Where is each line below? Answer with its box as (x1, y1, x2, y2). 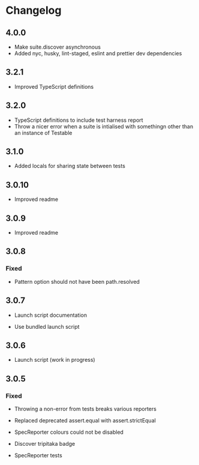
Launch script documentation (14, 311, 88, 319)
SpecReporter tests (14, 452, 62, 459)
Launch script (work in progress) (14, 356, 95, 364)
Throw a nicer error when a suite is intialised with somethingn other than (14, 122, 194, 130)
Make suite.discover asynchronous (14, 43, 101, 50)
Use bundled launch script (14, 323, 80, 330)
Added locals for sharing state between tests (14, 163, 125, 170)
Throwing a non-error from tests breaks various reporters (14, 406, 157, 413)
